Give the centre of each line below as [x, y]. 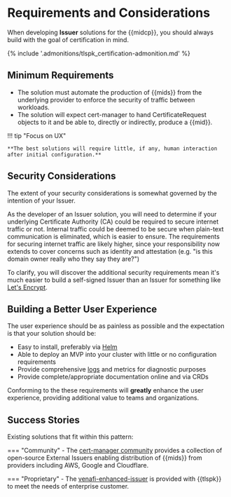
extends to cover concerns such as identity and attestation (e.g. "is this [110, 251]
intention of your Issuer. [41, 200]
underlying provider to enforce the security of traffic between [106, 100]
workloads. [34, 107]
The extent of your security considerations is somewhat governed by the [112, 193]
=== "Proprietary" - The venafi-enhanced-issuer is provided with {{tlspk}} [114, 479]
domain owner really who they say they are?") [73, 259]
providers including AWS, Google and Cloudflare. [78, 465]
